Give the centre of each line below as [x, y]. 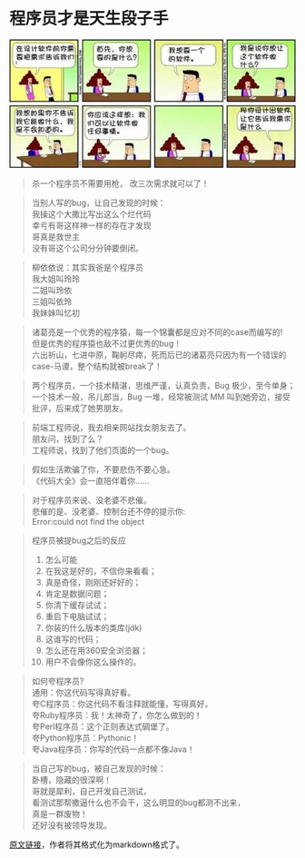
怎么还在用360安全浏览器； [96, 650]
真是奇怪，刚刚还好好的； [93, 582]
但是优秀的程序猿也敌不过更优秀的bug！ [107, 343]
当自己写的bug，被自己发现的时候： [98, 768]
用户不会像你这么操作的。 [93, 661]
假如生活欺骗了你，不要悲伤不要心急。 [103, 469]
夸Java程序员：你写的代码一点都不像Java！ [113, 749]
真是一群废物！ [59, 814]
